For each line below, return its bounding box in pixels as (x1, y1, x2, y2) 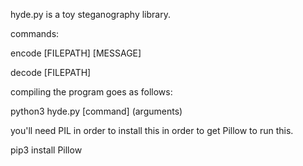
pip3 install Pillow (10, 144, 83, 156)
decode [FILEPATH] (10, 67, 92, 78)
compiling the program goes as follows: (10, 86, 173, 98)
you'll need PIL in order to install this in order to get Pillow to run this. (10, 125, 294, 136)
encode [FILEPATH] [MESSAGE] (10, 47, 142, 59)
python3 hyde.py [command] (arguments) (10, 105, 183, 117)
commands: (10, 28, 60, 39)
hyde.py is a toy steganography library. (10, 9, 171, 20)
